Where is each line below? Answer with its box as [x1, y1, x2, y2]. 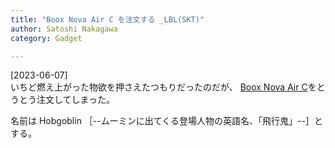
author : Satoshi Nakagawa [10, 24, 118, 34]
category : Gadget [10, 33, 83, 43]
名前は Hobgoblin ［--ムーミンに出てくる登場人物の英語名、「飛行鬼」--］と [10, 115, 323, 127]
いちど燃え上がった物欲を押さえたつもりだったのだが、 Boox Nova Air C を [10, 81, 317, 93]
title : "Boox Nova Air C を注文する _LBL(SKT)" [10, 14, 205, 25]
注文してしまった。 [36, 94, 116, 106]
